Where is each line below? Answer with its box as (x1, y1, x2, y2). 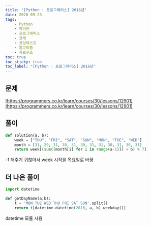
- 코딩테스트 (14, 41, 37, 46)
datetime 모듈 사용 (5, 215, 43, 221)
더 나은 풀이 (5, 173, 40, 181)
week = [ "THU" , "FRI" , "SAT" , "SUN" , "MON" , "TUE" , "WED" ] (14, 137, 142, 142)
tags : (5, 17, 17, 22)
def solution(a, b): (5, 133, 49, 138)
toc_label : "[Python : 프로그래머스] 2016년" (5, 64, 96, 69)
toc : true (5, 54, 26, 60)
